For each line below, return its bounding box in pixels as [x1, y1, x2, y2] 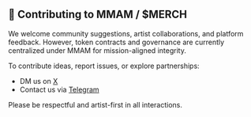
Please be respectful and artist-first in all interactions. [8, 100, 183, 109]
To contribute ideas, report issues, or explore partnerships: [8, 61, 200, 70]
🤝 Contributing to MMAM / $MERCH [8, 8, 188, 21]
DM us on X [19, 76, 58, 85]
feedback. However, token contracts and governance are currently [8, 37, 225, 47]
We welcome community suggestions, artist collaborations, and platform [8, 28, 244, 38]
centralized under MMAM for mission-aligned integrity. [8, 45, 187, 55]
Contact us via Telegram [19, 85, 100, 94]
